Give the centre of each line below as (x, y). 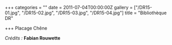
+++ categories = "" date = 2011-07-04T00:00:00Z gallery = (69, 7)
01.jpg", (13, 13)
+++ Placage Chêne (26, 28)
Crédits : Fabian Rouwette (33, 38)
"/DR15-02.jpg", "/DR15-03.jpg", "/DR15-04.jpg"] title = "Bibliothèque (94, 13)
